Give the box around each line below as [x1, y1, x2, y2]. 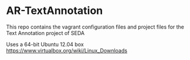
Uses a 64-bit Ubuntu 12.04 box [6, 41, 84, 48]
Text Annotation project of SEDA [6, 29, 85, 36]
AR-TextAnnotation [6, 4, 103, 17]
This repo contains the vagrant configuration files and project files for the [6, 23, 185, 30]
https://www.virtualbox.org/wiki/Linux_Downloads [6, 47, 128, 54]
